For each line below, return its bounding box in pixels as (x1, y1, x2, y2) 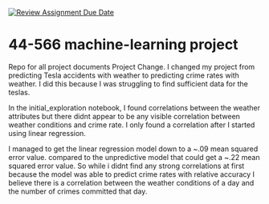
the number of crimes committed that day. (8, 186, 148, 196)
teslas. (8, 87, 31, 97)
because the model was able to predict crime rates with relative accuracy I (8, 169, 255, 179)
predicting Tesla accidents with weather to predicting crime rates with (8, 70, 239, 80)
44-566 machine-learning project (8, 36, 238, 54)
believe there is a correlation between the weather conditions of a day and (8, 178, 255, 187)
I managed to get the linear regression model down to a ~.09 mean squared (8, 144, 259, 154)
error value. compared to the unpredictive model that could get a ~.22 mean (8, 152, 260, 162)
